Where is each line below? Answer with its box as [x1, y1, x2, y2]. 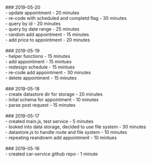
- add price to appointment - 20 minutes [5, 37, 91, 43]
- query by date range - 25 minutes [5, 26, 80, 32]
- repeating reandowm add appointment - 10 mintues [5, 134, 117, 141]
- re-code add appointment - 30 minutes [5, 70, 91, 75]
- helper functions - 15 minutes [5, 53, 71, 59]
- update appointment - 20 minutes [5, 10, 79, 16]
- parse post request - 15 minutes [5, 102, 76, 108]
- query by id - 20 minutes [5, 20, 61, 27]
